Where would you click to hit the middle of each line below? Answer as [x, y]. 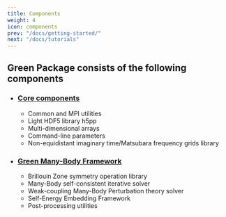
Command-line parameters [67, 136]
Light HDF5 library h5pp [62, 121]
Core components [48, 98]
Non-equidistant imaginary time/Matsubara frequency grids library [123, 143]
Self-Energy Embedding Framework [79, 198]
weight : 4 [22, 20]
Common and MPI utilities [65, 113]
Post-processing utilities [62, 206]
